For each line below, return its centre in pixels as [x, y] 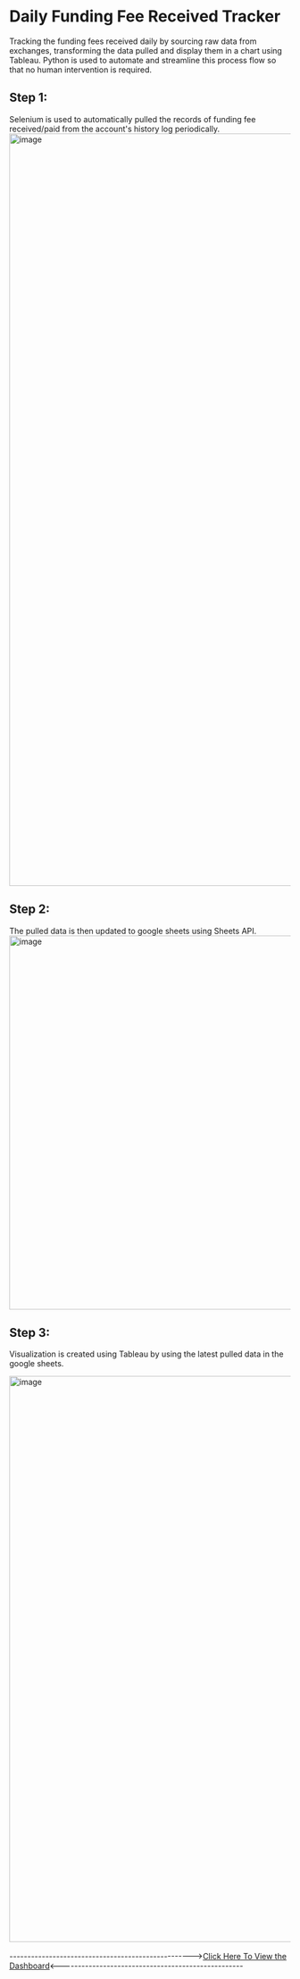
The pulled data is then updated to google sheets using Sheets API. [133, 931]
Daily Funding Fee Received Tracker [145, 17]
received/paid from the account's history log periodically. [115, 129]
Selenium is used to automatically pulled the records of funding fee [133, 119]
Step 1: [29, 98]
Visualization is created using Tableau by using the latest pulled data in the [146, 1354]
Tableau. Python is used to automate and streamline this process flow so [143, 60]
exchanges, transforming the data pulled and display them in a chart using [146, 50]
